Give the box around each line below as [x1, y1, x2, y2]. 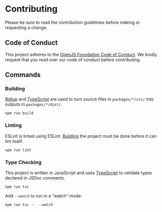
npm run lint [5, 147, 32, 152]
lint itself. [5, 138, 23, 144]
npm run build [5, 111, 34, 116]
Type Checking [5, 159, 42, 165]
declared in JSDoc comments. [5, 175, 65, 181]
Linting [5, 122, 22, 129]
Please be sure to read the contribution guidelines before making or [5, 19, 140, 25]
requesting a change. [5, 24, 48, 30]
